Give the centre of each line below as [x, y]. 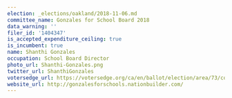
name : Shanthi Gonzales [41, 52]
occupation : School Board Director [58, 59]
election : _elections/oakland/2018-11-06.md [72, 13]
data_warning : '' [32, 26]
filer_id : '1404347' [37, 33]
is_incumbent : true [35, 46]
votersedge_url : [30, 78]
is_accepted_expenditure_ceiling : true [65, 39]
